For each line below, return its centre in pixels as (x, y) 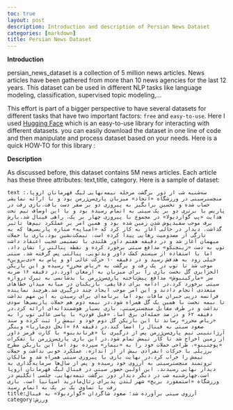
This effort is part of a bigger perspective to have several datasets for (107, 109)
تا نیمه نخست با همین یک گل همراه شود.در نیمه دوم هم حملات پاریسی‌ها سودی (116, 302)
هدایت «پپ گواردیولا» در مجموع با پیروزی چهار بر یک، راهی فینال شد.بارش (115, 217)
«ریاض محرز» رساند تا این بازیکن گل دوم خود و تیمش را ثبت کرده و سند (112, 321)
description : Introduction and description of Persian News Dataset (109, 26)
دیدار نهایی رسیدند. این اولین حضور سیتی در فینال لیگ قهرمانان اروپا (112, 370)
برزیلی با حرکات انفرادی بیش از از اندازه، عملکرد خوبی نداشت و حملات (110, 351)
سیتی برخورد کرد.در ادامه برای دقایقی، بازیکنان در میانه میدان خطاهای (113, 284)
